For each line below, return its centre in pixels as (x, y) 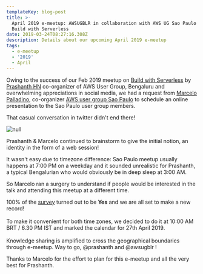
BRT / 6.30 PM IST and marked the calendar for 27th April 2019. (86, 227)
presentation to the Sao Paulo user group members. (71, 105)
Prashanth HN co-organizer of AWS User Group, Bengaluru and (85, 86)
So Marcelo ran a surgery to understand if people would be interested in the (101, 184)
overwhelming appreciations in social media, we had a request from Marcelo (101, 93)
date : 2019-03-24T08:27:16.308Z (47, 35)
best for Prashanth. (30, 265)
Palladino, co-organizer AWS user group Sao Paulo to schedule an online (97, 99)
